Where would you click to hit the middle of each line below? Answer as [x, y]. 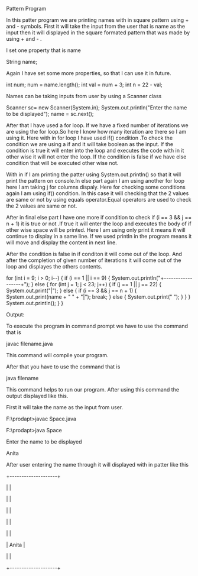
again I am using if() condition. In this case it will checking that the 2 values [98, 193]
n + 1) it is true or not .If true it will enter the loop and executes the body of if [99, 224]
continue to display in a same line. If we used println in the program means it [99, 236]
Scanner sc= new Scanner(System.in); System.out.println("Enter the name [97, 108]
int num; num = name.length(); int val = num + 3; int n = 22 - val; [84, 85]
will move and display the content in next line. [61, 242]
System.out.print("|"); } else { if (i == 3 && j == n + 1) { [72, 290]
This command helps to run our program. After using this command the [92, 389]
